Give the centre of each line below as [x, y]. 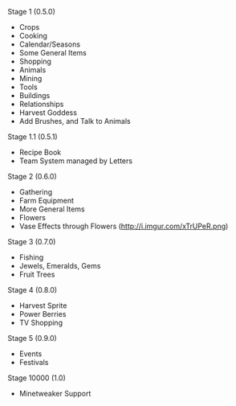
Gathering [36, 192]
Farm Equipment [46, 201]
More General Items [52, 209]
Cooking [33, 36]
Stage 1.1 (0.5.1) [33, 137]
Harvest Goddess [48, 113]
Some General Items [53, 53]
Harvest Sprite [43, 306]
